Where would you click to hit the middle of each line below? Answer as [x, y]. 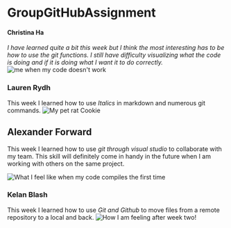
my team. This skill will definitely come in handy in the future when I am [109, 156]
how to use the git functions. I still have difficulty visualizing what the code [114, 55]
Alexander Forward [50, 132]
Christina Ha [26, 32]
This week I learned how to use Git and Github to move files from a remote [113, 210]
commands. [24, 110]
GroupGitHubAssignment [82, 13]
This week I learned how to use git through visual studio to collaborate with [114, 149]
